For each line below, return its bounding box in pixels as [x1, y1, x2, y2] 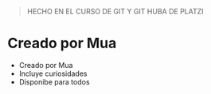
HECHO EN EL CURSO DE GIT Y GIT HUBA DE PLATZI [26, 7, 204, 16]
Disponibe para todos [18, 77, 90, 86]
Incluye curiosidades [18, 69, 88, 78]
